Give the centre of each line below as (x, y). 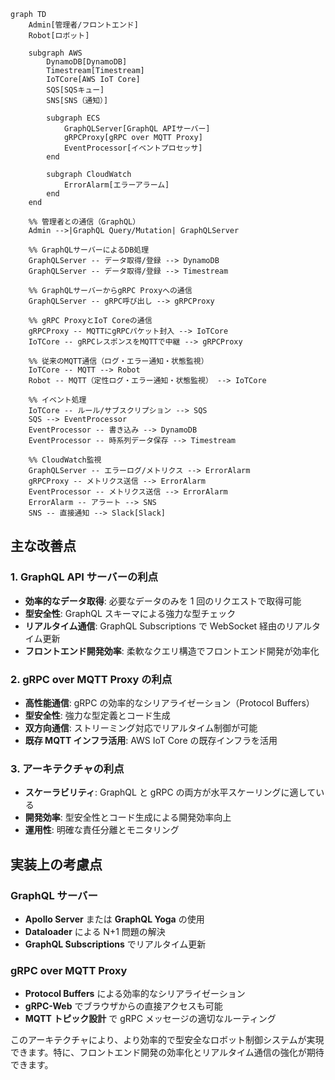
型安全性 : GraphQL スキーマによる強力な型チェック (130, 613)
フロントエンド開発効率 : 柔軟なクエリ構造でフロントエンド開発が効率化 (172, 651)
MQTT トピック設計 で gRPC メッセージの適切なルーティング (150, 1019)
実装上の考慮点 (56, 864)
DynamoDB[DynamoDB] (87, 62)
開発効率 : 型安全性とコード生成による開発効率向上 (128, 817)
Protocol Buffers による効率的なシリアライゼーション (135, 994)
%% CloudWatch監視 (65, 460)
